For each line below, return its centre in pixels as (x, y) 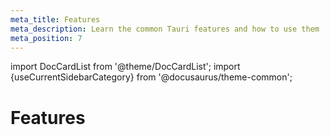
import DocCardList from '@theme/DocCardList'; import (125, 67)
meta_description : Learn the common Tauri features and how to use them (165, 29)
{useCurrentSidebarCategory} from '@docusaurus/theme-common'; (151, 77)
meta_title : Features (55, 19)
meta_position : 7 (46, 38)
